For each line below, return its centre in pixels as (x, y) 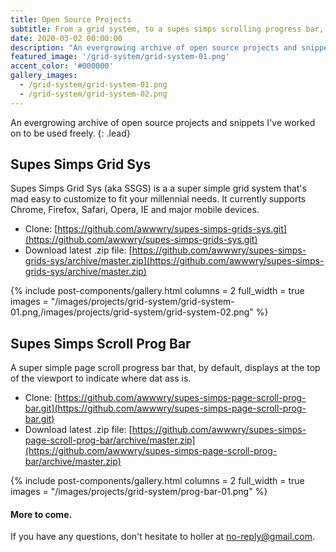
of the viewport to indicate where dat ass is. (101, 378)
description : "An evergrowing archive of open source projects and (154, 47)
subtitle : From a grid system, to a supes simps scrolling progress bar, (167, 29)
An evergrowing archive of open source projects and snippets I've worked (163, 122)
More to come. (41, 514)
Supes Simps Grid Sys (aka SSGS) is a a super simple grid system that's (158, 188)
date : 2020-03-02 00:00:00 (66, 38)
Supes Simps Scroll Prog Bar (101, 343)
